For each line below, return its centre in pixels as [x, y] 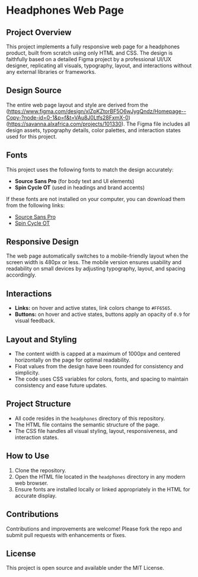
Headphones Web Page [65, 10]
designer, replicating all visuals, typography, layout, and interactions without [99, 65]
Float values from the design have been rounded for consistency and [99, 366]
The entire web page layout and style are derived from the [77, 105]
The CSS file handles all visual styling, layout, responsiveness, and [96, 431]
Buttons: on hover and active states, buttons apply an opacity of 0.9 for [103, 314]
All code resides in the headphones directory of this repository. [90, 418]
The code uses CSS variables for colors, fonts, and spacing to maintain [101, 379]
